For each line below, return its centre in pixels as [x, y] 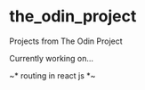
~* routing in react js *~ [52, 75]
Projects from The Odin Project [66, 41]
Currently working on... [52, 58]
